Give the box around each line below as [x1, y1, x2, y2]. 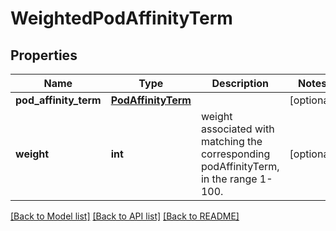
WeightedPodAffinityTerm [10, 7, 233, 30]
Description [211, 77, 269, 90]
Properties [10, 47, 78, 64]
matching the [200, 135, 263, 148]
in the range [200, 172, 258, 186]
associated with [200, 122, 275, 136]
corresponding [200, 147, 271, 161]
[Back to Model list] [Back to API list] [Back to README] [10, 210, 240, 222]
